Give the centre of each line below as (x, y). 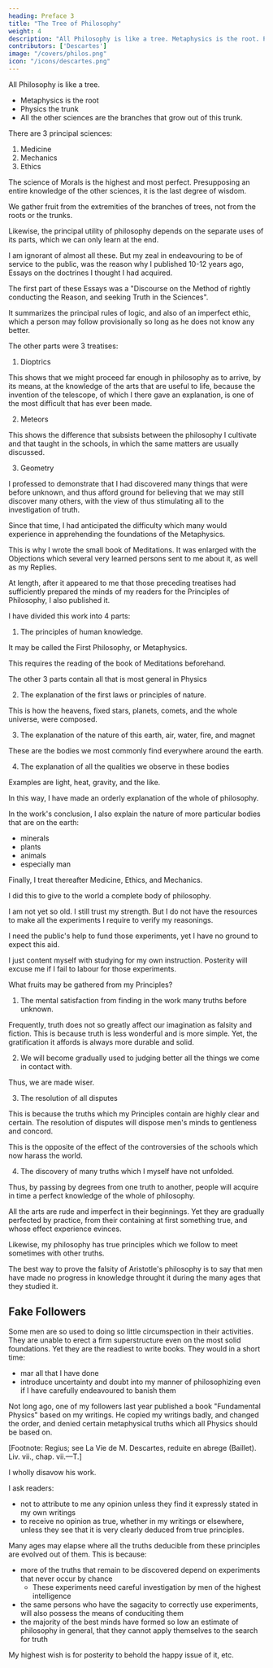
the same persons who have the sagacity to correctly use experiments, (139, 1605)
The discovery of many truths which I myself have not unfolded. (127, 1171)
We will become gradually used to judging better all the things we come (140, 1058)
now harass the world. (45, 1155)
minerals (35, 838)
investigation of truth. (44, 509)
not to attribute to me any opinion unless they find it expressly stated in (139, 1504)
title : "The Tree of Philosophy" (65, 24)
